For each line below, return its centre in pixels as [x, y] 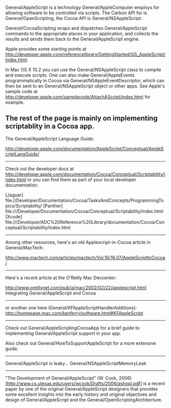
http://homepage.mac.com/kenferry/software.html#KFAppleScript [74, 313]
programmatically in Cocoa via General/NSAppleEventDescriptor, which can [85, 81]
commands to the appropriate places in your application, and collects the [82, 33]
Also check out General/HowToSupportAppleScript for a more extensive [81, 343]
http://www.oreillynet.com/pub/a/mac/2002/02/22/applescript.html [76, 287]
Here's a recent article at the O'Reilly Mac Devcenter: [61, 278]
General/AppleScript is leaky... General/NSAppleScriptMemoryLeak [76, 363]
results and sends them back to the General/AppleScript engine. [73, 39]
